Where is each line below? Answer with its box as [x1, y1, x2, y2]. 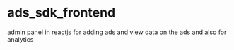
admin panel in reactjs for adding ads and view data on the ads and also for [7, 28, 227, 36]
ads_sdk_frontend [7, 5, 116, 21]
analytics [7, 35, 34, 43]
